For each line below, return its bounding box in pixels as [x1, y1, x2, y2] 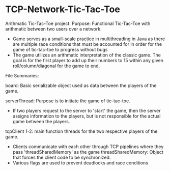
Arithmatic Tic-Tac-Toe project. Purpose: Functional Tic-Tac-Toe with [5, 20, 151, 26]
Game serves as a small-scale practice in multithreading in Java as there [12, 36, 165, 42]
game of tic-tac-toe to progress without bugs [12, 46, 108, 52]
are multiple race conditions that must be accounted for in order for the [12, 41, 162, 47]
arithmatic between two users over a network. [5, 25, 102, 32]
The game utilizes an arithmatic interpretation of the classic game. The [12, 52, 161, 58]
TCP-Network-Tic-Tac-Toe [5, 4, 121, 15]
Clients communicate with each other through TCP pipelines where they [12, 144, 164, 150]
